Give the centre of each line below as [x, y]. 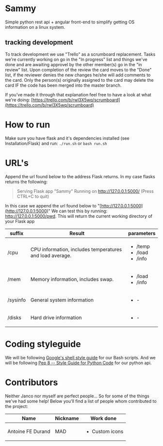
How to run [28, 124]
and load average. [51, 255]
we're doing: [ [19, 100]
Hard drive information [56, 317]
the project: [16, 406]
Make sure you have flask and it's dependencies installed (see [67, 138]
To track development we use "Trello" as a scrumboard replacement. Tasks [80, 54]
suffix [16, 233]
